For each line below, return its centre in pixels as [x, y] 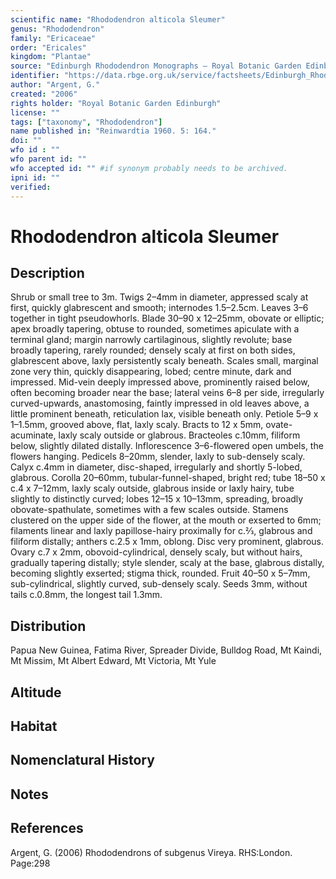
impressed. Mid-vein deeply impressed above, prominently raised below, [160, 382]
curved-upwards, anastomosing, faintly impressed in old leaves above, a [160, 403]
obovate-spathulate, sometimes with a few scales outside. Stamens [149, 510]
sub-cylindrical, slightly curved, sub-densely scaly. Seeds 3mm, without [159, 584]
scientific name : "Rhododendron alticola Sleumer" [118, 19]
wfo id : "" [35, 150]
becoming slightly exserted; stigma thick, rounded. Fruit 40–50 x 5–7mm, [160, 573]
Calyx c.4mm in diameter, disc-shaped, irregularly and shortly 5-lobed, [156, 467]
